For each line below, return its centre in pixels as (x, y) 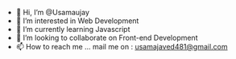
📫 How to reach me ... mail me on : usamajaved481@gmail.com (122, 47)
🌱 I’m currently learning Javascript (73, 29)
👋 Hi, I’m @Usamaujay (53, 12)
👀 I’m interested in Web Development (77, 21)
